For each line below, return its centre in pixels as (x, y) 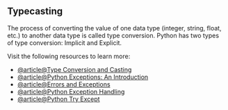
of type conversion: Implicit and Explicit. (65, 43)
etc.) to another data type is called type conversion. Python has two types (113, 35)
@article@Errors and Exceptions (64, 84)
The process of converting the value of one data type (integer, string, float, (114, 28)
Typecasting (35, 11)
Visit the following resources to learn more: (69, 56)
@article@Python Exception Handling (71, 91)
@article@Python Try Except (58, 99)
